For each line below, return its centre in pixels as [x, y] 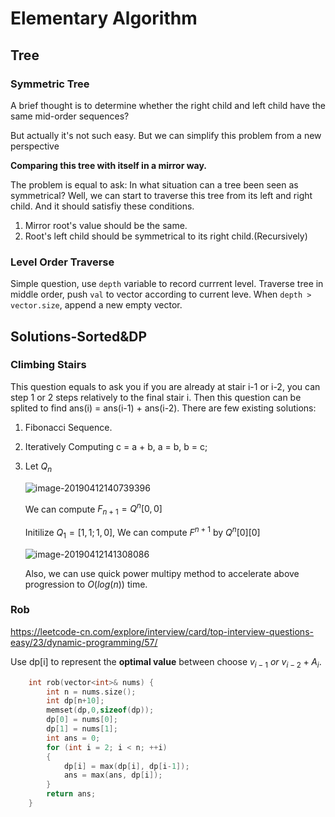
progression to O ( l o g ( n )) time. [86, 584]
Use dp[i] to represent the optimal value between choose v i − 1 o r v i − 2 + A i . [166, 662]
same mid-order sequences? [70, 116]
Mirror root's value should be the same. [106, 225]
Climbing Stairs [48, 365]
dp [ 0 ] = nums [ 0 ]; [82, 720]
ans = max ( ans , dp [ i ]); [113, 775]
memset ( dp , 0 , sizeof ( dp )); [100, 710]
